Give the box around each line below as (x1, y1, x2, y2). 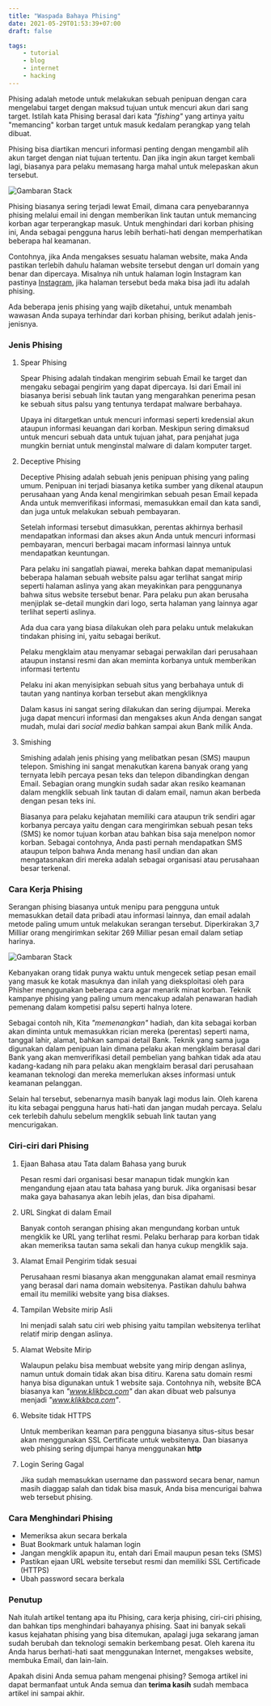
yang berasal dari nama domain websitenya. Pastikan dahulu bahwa (19, 1280, 247, 1290)
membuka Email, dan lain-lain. (8, 1656, 109, 1665)
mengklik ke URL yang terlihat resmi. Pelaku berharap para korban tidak (19, 1232, 260, 1241)
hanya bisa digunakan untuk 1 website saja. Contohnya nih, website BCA (19, 1378, 261, 1387)
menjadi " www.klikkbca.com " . (19, 1395, 121, 1404)
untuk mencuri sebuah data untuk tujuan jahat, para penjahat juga (19, 432, 240, 442)
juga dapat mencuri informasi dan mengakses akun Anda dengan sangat (19, 713, 263, 722)
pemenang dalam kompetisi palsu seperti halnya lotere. (8, 1002, 193, 1012)
